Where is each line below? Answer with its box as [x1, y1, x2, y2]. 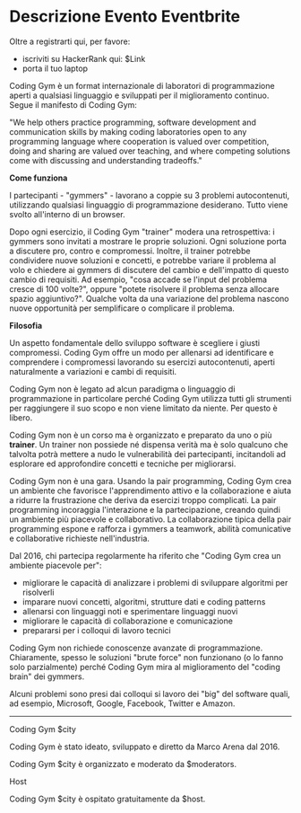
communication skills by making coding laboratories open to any [9, 126, 247, 137]
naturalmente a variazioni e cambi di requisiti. [9, 366, 177, 376]
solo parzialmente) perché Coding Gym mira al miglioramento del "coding [9, 661, 280, 672]
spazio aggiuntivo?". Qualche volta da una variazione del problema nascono [9, 293, 289, 304]
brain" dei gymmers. [9, 671, 85, 682]
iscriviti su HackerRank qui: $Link [21, 53, 146, 64]
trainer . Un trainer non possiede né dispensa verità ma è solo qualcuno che [9, 438, 288, 450]
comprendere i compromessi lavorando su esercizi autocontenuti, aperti [9, 357, 276, 367]
